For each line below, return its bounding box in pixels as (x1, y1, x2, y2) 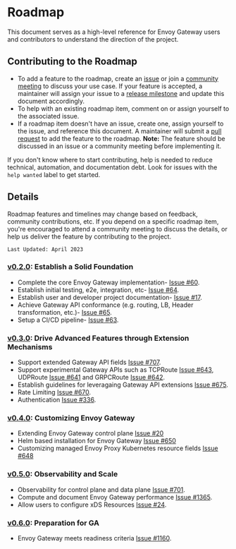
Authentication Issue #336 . (17, 396, 97, 404)
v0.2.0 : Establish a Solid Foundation (7, 262, 134, 272)
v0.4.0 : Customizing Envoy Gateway (7, 414, 135, 423)
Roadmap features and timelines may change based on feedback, (7, 210, 199, 218)
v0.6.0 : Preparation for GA (7, 518, 100, 528)
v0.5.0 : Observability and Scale (7, 469, 118, 479)
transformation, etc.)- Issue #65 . (17, 308, 113, 316)
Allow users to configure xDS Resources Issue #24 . (17, 500, 167, 509)
